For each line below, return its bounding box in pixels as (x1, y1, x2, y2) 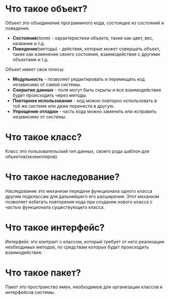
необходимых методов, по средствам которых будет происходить (5, 244, 149, 250)
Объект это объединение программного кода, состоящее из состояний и (5, 20, 164, 26)
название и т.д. (12, 40, 45, 46)
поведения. (5, 25, 30, 31)
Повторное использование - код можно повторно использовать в (12, 97, 157, 104)
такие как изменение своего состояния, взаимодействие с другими (12, 51, 160, 57)
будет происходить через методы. (12, 92, 87, 98)
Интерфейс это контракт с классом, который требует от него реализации (5, 238, 164, 244)
